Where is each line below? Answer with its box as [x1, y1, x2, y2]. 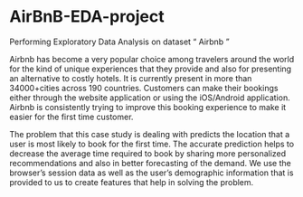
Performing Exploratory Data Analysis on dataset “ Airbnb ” [9, 36, 230, 47]
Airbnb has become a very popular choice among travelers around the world [9, 53, 295, 64]
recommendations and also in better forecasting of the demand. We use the [9, 157, 291, 168]
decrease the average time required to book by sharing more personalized [9, 147, 287, 159]
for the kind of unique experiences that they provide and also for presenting [9, 63, 292, 74]
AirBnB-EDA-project [9, 6, 165, 27]
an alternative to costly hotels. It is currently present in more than [9, 72, 252, 83]
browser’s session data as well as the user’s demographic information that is [9, 167, 294, 178]
